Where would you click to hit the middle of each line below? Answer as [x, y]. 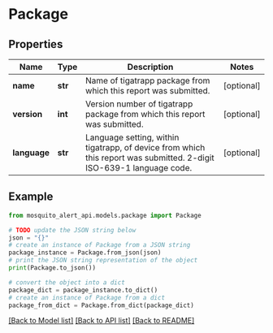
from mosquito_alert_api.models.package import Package [105, 215]
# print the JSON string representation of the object [103, 261]
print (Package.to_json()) [52, 268]
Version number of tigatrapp [139, 104]
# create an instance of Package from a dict [87, 297]
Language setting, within [132, 137]
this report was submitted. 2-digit [149, 158]
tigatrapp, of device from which [145, 147]
